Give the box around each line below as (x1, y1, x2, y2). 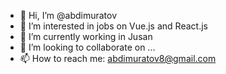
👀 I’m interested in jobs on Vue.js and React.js (19, 20, 208, 32)
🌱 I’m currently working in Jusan (19, 31, 153, 42)
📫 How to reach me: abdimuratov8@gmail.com (19, 53, 217, 64)
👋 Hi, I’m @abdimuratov (19, 10, 118, 21)
